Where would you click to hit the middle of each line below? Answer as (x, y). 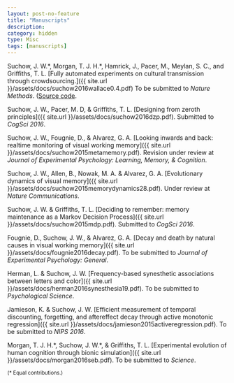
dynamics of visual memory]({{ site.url (63, 181)
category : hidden (32, 33)
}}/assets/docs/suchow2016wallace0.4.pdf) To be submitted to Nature (109, 88)
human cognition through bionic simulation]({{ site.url (84, 353)
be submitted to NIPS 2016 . (46, 332)
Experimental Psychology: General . (58, 260)
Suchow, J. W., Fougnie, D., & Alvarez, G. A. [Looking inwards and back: (110, 138)
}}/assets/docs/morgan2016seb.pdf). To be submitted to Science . (102, 360)
